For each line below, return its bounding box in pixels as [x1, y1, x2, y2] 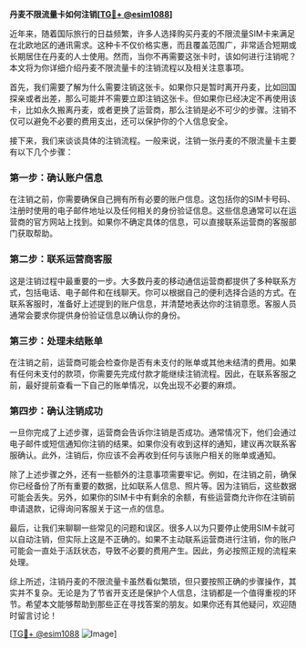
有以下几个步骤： [9, 147, 74, 157]
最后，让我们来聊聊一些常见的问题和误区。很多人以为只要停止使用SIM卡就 [9, 522, 288, 533]
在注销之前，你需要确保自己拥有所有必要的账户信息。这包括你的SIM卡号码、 [9, 194, 296, 205]
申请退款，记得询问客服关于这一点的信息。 [9, 503, 169, 514]
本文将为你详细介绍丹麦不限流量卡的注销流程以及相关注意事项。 [9, 63, 249, 73]
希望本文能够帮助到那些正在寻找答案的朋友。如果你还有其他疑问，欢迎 [25, 599, 289, 610]
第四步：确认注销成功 [9, 404, 103, 417]
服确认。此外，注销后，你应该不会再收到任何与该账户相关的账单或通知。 [9, 450, 280, 461]
